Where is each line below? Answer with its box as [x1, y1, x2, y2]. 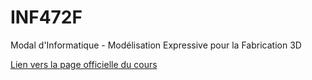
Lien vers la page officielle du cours [10, 58, 158, 70]
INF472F [10, 6, 83, 29]
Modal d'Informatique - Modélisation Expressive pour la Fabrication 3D [10, 39, 302, 51]
